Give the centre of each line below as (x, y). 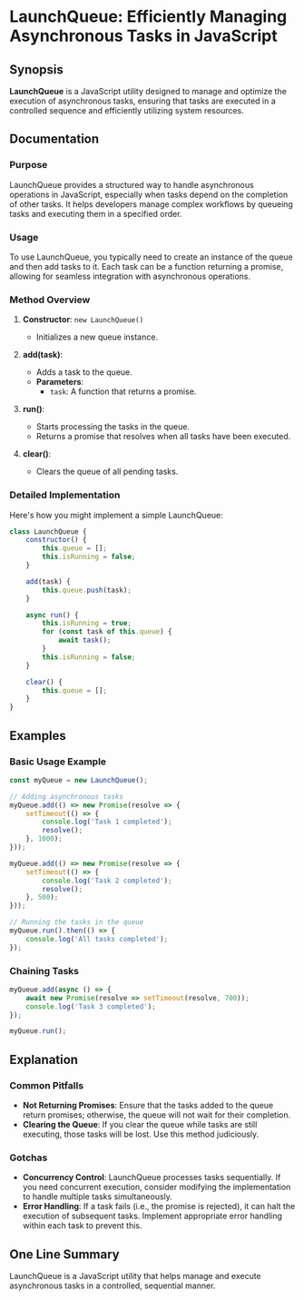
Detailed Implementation (65, 495)
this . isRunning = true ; (87, 624)
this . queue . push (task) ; (87, 590)
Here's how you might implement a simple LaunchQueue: (117, 515)
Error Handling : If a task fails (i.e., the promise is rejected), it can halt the (159, 1206)
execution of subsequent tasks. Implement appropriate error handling (152, 1216)
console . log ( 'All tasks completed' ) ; (97, 939)
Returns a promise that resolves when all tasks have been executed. (163, 437)
